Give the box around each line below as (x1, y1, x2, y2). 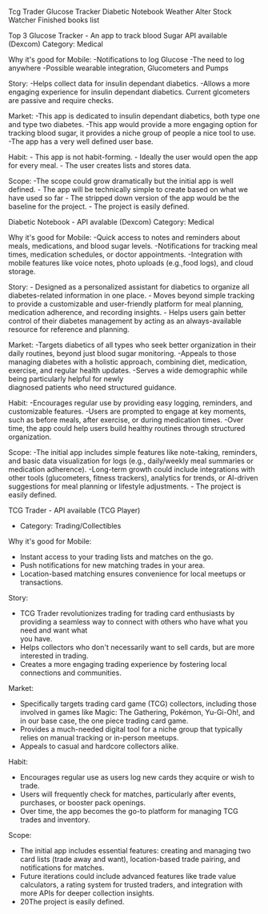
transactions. (19, 577, 64, 587)
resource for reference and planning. (8, 325, 130, 334)
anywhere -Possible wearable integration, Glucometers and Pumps (8, 63, 230, 73)
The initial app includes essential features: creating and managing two (19, 846, 251, 855)
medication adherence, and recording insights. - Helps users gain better (8, 308, 246, 317)
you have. (19, 634, 53, 643)
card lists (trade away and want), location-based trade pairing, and (19, 855, 241, 864)
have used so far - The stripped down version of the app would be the (8, 194, 240, 202)
